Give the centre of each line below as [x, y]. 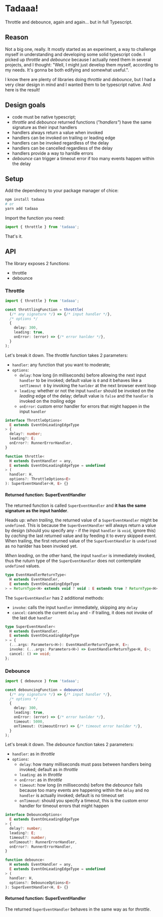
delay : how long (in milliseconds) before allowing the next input [83, 375]
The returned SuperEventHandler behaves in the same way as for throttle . [78, 909]
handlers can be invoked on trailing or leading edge [63, 138]
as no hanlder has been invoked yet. [41, 546]
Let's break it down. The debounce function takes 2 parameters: [70, 745]
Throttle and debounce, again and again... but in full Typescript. [69, 22]
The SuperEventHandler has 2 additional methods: [54, 598]
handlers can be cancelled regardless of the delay [62, 148]
